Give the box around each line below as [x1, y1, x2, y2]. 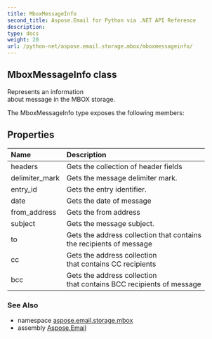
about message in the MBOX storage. [7, 95, 116, 103]
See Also [7, 300, 39, 310]
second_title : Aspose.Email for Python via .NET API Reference [7, 17, 197, 24]
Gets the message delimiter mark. [66, 173, 178, 182]
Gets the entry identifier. [66, 184, 147, 194]
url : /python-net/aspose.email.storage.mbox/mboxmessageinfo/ [7, 43, 193, 50]
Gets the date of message [66, 196, 152, 206]
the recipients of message [66, 239, 152, 248]
